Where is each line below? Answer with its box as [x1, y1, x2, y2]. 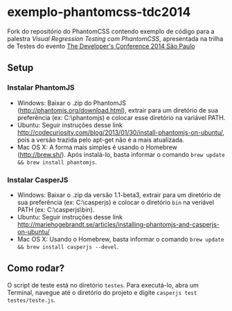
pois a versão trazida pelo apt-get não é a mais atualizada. [17, 135, 185, 144]
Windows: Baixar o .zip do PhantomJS [17, 99, 127, 107]
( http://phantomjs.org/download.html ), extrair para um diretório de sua [17, 106, 218, 115]
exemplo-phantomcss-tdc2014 [7, 4, 191, 20]
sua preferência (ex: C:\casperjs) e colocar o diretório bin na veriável [17, 198, 215, 206]
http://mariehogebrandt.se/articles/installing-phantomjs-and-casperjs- [17, 220, 220, 228]
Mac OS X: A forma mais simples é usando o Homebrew [17, 143, 178, 151]
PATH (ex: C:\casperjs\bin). [17, 205, 95, 214]
